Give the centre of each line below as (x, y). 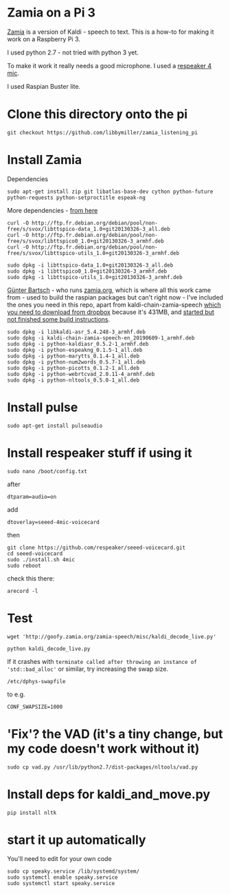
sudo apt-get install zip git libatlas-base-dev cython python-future (110, 191)
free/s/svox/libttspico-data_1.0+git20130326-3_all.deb (89, 229)
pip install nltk (32, 813)
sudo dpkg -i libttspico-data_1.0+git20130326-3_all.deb (90, 265)
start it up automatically (77, 840)
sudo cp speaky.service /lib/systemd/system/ (73, 872)
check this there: (31, 578)
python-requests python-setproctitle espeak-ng (77, 198)
